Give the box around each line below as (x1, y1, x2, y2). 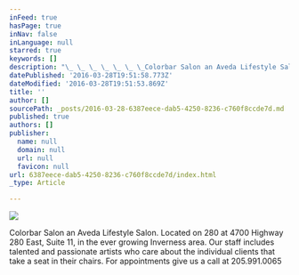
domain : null (17, 145, 66, 154)
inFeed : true (9, 12, 58, 22)
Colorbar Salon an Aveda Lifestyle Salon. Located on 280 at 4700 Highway (9, 228, 284, 239)
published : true (9, 112, 69, 121)
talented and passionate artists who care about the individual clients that (9, 247, 276, 257)
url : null (17, 153, 53, 163)
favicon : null (17, 162, 69, 171)
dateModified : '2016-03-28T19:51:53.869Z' (9, 79, 169, 88)
